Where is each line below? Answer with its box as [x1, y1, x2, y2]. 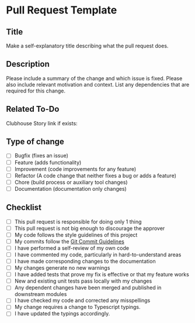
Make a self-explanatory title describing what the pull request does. [6, 42, 169, 49]
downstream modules [14, 291, 67, 298]
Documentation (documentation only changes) [14, 185, 127, 192]
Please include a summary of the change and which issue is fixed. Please [6, 74, 183, 82]
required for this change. [6, 87, 66, 94]
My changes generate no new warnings [14, 264, 110, 272]
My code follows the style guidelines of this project [14, 231, 138, 238]
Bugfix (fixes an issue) [14, 152, 69, 159]
